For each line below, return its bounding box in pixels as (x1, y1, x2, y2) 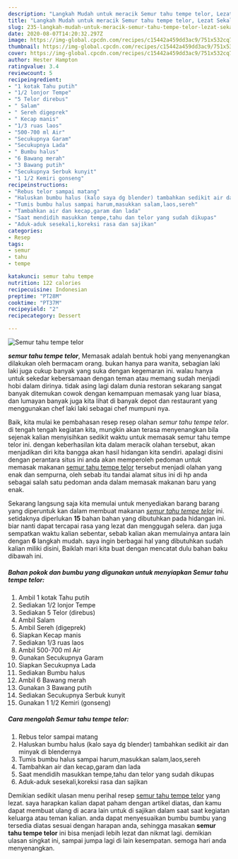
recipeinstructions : (8, 181, 69, 188)
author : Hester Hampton (8, 57, 78, 64)
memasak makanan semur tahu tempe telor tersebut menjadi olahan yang (8, 463, 222, 471)
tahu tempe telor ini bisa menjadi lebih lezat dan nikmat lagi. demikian (8, 829, 212, 837)
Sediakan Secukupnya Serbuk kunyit (18, 691, 126, 699)
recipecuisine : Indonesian (8, 286, 88, 293)
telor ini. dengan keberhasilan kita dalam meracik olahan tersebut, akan (8, 440, 215, 449)
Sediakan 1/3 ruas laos (18, 638, 84, 647)
